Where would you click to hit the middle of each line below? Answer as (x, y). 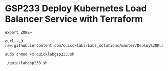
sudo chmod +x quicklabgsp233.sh (40, 54)
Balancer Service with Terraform (74, 19)
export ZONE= (19, 32)
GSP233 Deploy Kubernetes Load (76, 9)
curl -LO (14, 41)
